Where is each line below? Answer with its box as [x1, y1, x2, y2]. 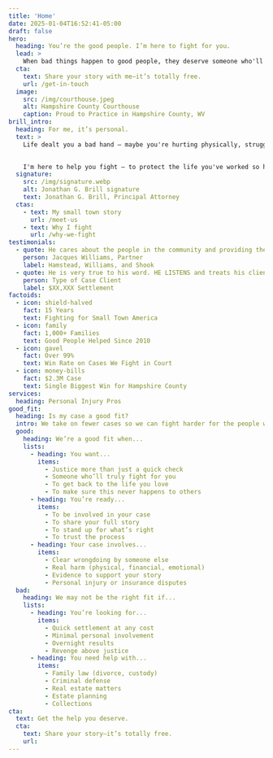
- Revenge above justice [44, 647, 129, 655]
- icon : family [15, 321, 67, 329]
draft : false [8, 27, 53, 35]
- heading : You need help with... [29, 654, 148, 663]
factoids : [8, 291, 42, 299]
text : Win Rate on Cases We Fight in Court [23, 359, 173, 368]
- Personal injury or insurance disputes [44, 578, 187, 586]
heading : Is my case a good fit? [15, 412, 129, 420]
